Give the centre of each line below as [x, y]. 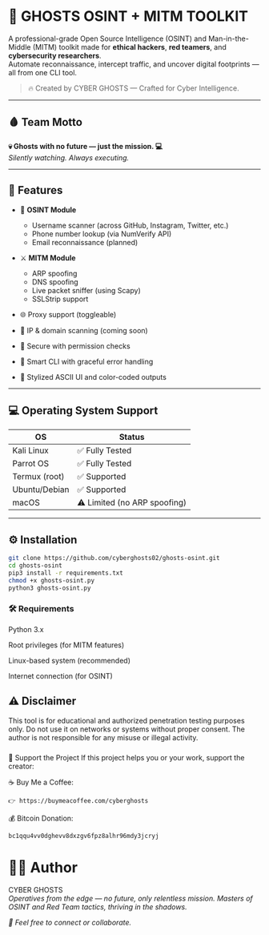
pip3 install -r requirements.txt [66, 573]
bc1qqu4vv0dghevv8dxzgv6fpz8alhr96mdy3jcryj [84, 836]
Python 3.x [26, 629]
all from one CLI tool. [43, 72]
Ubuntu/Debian [41, 490]
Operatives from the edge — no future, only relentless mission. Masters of [131, 898]
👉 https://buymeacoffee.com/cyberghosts [78, 800]
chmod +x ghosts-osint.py [51, 580]
